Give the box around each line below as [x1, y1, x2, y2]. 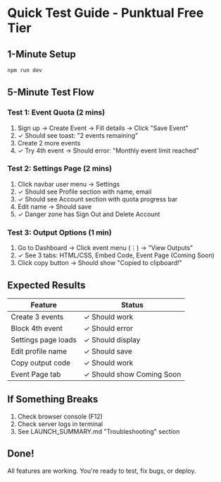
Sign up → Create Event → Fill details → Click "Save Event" [17, 124, 189, 132]
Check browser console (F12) [17, 412, 103, 421]
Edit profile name [11, 346, 68, 356]
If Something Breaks [7, 394, 99, 406]
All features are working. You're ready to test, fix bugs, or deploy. [7, 466, 196, 475]
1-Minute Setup [7, 48, 76, 60]
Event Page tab [11, 369, 61, 379]
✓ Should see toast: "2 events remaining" [17, 131, 139, 139]
